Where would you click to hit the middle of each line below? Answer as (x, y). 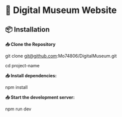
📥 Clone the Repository (30, 44)
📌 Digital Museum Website (61, 10)
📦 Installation (27, 29)
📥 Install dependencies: (31, 76)
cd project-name (22, 66)
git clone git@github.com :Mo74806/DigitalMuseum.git (61, 56)
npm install (16, 87)
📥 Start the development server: (40, 97)
